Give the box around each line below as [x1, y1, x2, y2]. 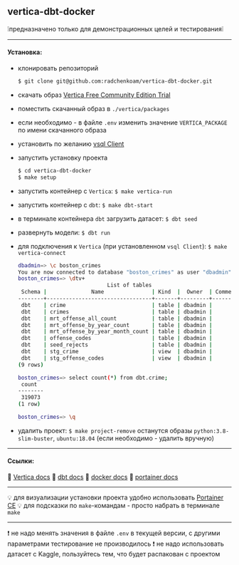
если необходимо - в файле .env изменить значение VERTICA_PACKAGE [17, 118, 228, 127]
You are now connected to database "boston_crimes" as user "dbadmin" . [17, 269, 235, 276]
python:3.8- [193, 427, 230, 435]
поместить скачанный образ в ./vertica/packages [17, 104, 170, 113]
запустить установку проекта [17, 153, 108, 162]
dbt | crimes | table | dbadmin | [21, 308, 213, 316]
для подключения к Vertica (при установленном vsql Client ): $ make [17, 242, 228, 250]
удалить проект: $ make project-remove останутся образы [17, 426, 193, 435]
